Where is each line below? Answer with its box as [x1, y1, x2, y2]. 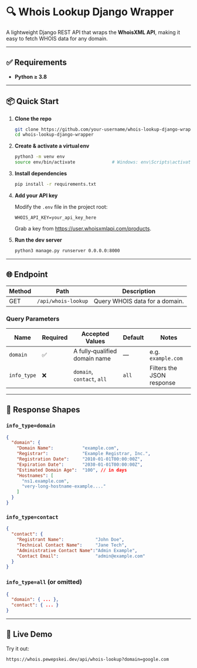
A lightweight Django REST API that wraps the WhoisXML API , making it [6, 28, 181, 36]
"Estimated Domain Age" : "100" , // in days [16, 467, 127, 473]
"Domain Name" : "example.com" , [16, 445, 119, 451]
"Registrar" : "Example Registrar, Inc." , [16, 451, 151, 457]
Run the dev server [14, 236, 63, 243]
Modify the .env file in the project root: [14, 203, 108, 210]
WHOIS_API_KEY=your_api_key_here [14, 215, 97, 221]
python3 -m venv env [14, 154, 65, 160]
